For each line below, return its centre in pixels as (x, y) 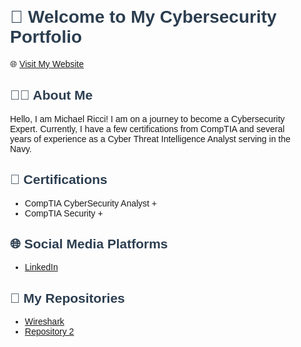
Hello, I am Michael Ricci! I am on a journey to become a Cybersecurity (147, 118)
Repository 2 (49, 332)
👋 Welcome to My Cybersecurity (143, 17)
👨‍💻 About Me (52, 95)
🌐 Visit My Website (47, 63)
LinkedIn (41, 267)
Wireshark (44, 322)
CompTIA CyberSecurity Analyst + (91, 203)
